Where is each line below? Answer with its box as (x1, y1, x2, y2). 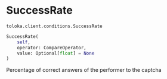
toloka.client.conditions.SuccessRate (6, 23, 103, 29)
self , (17, 39, 31, 45)
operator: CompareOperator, (17, 45, 86, 50)
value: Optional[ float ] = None (17, 50, 95, 56)
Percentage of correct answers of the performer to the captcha (6, 67, 162, 74)
